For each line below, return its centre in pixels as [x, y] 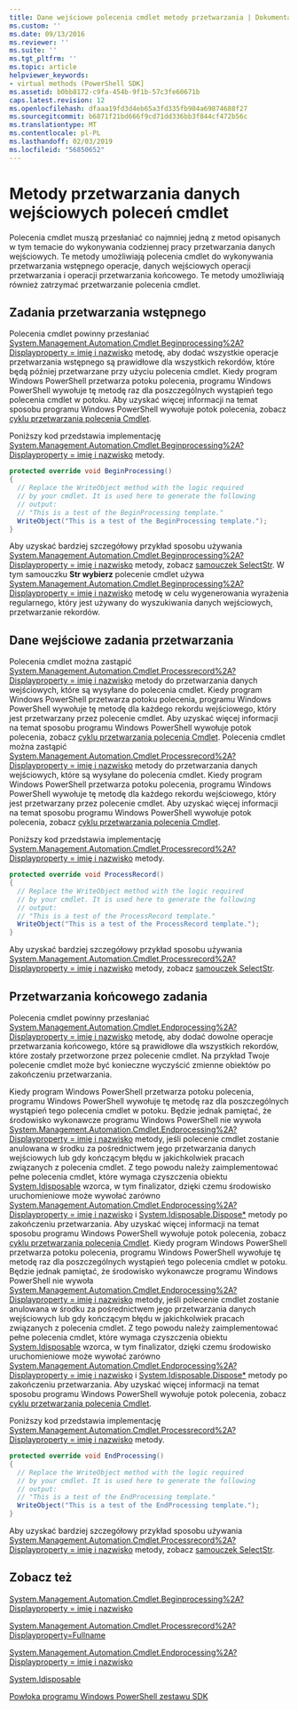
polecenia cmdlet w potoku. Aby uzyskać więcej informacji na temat [133, 400]
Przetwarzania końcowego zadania [109, 996]
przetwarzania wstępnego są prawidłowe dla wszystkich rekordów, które [142, 362]
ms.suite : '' [33, 51]
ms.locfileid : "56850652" [57, 149]
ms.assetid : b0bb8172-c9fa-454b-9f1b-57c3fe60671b [105, 92]
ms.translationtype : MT [53, 125]
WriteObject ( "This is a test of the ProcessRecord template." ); [138, 924]
